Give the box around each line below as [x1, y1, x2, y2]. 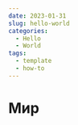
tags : [8, 49, 27, 57]
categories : [8, 27, 48, 35]
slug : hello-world [8, 19, 70, 27]
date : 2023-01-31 [8, 11, 67, 20]
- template [15, 57, 52, 65]
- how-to [15, 65, 45, 73]
